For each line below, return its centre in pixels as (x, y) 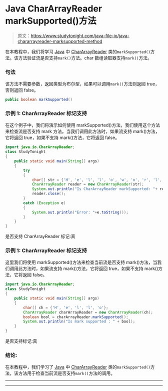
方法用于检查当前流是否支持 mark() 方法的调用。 (66, 373)
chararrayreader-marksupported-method (60, 41)
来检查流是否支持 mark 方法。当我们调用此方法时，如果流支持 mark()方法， (82, 131)
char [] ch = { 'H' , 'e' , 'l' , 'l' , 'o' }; (66, 307)
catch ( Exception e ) (44, 203)
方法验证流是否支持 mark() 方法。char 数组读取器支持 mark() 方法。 (85, 57)
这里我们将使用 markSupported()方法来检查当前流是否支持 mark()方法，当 (81, 262)
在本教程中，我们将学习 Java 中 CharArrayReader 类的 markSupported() (78, 51)
